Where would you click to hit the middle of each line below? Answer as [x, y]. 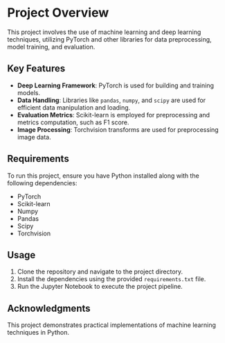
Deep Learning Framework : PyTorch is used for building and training [116, 85]
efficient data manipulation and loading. [74, 107]
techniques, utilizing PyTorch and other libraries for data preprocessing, [110, 39]
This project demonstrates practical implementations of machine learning [111, 325]
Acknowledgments [49, 308]
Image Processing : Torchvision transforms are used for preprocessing [118, 129]
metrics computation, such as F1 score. [73, 122]
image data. [34, 137]
